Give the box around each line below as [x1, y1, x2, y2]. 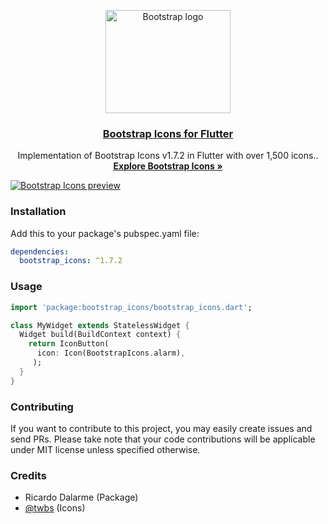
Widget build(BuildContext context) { [19, 330, 182, 340]
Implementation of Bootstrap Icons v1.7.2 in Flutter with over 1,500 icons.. [17, 150, 319, 162]
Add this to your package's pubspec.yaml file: [10, 227, 200, 239]
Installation [10, 205, 67, 219]
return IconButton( [28, 339, 110, 349]
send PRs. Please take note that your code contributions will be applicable [10, 433, 316, 445]
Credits [10, 468, 47, 482]
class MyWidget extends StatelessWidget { [10, 320, 190, 330]
